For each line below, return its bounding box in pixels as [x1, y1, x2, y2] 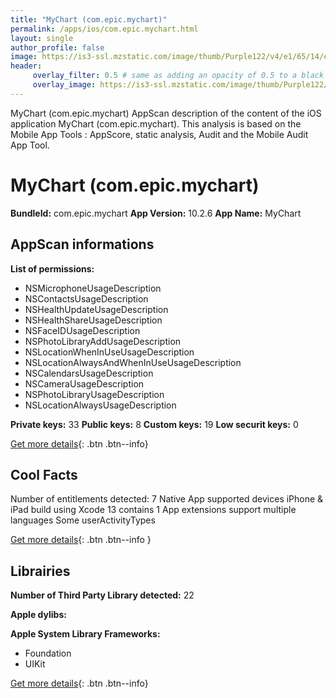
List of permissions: [10, 262, 95, 275]
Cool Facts [10, 466, 78, 483]
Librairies [10, 562, 71, 580]
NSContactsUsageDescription [24, 292, 149, 305]
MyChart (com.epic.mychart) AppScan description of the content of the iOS [10, 107, 322, 119]
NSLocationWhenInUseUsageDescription [24, 346, 195, 358]
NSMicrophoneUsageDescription [24, 282, 162, 294]
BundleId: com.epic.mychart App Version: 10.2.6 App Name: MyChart [10, 207, 302, 219]
